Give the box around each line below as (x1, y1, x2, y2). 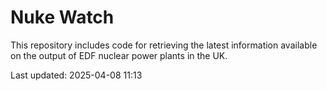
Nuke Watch (10, 6, 115, 29)
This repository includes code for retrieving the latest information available (10, 39, 318, 51)
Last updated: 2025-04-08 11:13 (10, 69, 143, 81)
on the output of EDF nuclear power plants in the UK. (10, 49, 228, 61)
